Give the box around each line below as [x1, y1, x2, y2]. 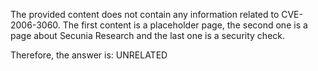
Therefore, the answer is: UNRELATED [10, 49, 168, 61]
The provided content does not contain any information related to [10, 9, 280, 20]
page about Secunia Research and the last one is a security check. [10, 30, 286, 41]
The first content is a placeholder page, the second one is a [62, 19, 308, 31]
